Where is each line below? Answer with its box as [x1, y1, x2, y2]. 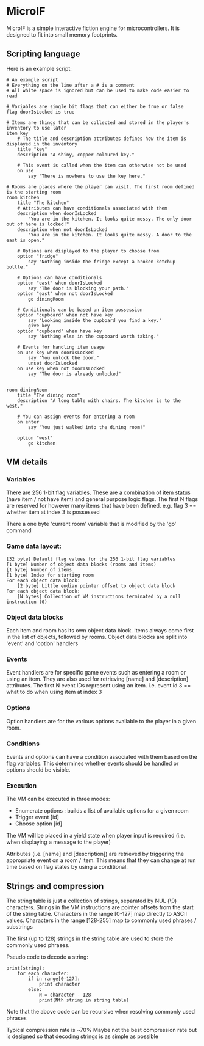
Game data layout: [6, 542, 62, 550]
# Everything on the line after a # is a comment [6, 82, 135, 88]
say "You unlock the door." [28, 354, 99, 361]
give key [28, 323, 51, 329]
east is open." [6, 237, 45, 243]
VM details [6, 457, 49, 467]
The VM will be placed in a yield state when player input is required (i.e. [6, 832, 186, 839]
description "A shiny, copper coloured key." [17, 152, 135, 158]
